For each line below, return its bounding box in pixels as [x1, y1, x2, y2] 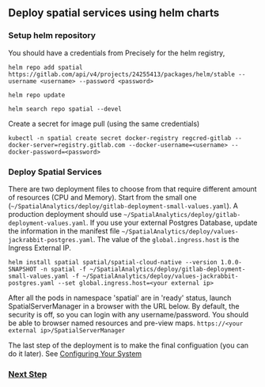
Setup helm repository [8, 30, 97, 41]
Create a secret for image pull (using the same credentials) [8, 119, 200, 128]
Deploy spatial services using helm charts [8, 6, 220, 20]
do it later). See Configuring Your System [8, 348, 142, 359]
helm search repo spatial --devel [8, 104, 123, 113]
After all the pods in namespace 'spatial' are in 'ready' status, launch [8, 293, 232, 302]
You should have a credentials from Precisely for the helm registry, [8, 47, 225, 58]
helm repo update [8, 91, 66, 99]
